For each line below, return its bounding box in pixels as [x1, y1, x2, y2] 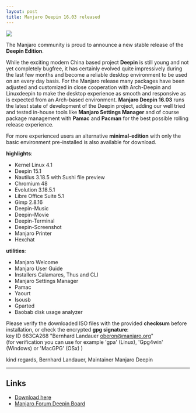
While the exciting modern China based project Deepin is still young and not [6, 59, 189, 66]
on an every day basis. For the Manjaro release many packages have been [6, 77, 185, 84]
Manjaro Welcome [14, 258, 58, 265]
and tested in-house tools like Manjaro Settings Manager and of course [6, 108, 180, 115]
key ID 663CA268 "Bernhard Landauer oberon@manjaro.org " [6, 332, 153, 339]
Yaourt [14, 289, 31, 296]
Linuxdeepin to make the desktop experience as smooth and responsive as [6, 90, 186, 97]
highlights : [6, 150, 33, 157]
